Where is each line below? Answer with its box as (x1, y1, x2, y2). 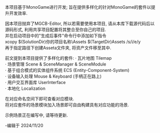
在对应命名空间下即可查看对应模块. (5, 96, 74, 101)
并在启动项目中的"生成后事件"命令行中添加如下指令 (5, 33, 107, 38)
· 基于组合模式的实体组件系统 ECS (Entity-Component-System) (5, 67, 130, 73)
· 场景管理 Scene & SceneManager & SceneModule (5, 61, 106, 67)
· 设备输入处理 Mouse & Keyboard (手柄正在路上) (5, 73, 102, 79)
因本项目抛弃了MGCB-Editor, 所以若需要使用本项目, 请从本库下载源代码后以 (5, 21, 155, 26)
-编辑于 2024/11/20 (5, 123, 44, 128)
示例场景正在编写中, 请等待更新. (5, 112, 69, 118)
